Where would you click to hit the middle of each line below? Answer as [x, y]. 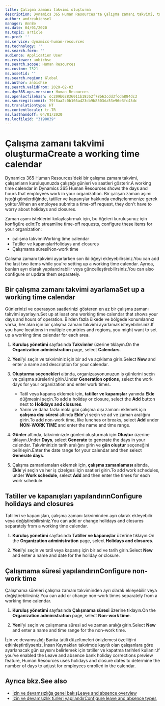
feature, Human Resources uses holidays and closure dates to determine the [82, 661]
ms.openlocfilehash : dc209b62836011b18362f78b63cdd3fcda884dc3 [71, 96]
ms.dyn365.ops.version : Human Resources [47, 92]
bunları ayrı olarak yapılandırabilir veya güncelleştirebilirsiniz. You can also [79, 269]
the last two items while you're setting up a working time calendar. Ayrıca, [80, 263]
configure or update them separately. [43, 274]
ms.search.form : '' [25, 51]
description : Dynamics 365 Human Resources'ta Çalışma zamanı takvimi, [80, 14]
